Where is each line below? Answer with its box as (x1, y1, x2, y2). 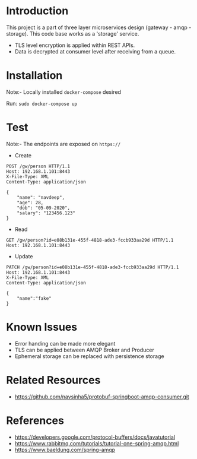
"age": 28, (17, 200, 44, 205)
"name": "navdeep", (17, 194, 65, 200)
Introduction (6, 4, 69, 18)
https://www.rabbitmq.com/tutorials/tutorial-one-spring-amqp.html (14, 439, 179, 447)
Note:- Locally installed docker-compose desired (6, 88, 122, 96)
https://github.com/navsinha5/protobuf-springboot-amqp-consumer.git (14, 393, 190, 400)
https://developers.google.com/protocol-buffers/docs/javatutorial (14, 433, 176, 441)
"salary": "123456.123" (17, 210, 76, 216)
